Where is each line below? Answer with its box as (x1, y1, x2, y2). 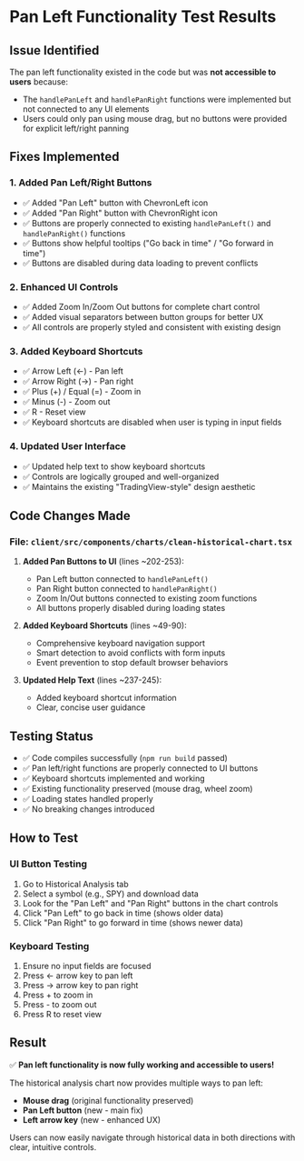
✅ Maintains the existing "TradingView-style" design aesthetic (22, 481, 256, 492)
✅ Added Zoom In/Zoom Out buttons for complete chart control (22, 301, 260, 312)
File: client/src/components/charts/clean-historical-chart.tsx (9, 535, 293, 547)
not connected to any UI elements (22, 104, 150, 115)
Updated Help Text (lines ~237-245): (22, 675, 162, 686)
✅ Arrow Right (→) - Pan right (22, 375, 134, 387)
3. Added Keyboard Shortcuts (9, 345, 143, 357)
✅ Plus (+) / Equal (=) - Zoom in (22, 386, 142, 397)
